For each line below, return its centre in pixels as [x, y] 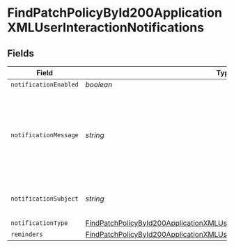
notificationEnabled [45, 85]
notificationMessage [45, 135]
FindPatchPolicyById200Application [115, 13]
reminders [27, 234]
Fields [21, 53]
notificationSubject [45, 199]
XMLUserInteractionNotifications [106, 28]
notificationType [39, 223]
